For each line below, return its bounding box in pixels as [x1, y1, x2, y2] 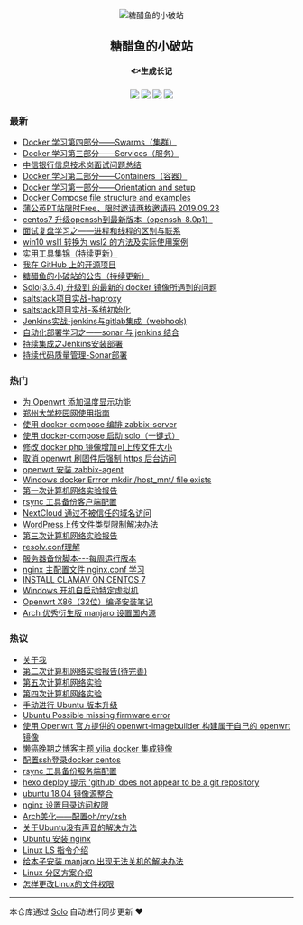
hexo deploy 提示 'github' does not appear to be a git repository [22, 777, 260, 788]
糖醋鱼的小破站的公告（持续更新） [22, 270, 150, 281]
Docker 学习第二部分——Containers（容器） [22, 170, 188, 181]
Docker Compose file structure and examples [22, 192, 191, 202]
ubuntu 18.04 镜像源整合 [22, 789, 114, 799]
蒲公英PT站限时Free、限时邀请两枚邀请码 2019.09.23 [22, 202, 220, 213]
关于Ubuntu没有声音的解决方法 [22, 822, 138, 833]
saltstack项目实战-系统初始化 [22, 304, 132, 315]
